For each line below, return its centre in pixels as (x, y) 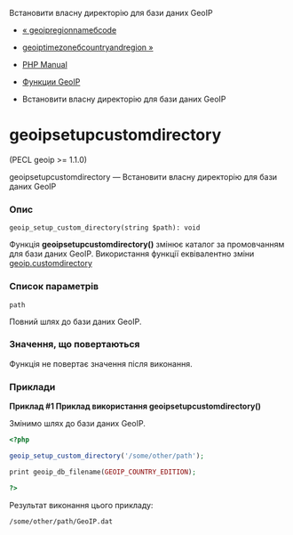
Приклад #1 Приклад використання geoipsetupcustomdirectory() (135, 406)
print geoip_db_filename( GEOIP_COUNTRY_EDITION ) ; (103, 472)
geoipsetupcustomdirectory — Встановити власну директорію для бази (143, 176)
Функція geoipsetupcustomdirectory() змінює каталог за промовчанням (147, 245)
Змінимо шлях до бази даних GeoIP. (78, 424)
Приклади (32, 386)
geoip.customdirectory (51, 263)
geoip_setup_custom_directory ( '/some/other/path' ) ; (107, 456)
